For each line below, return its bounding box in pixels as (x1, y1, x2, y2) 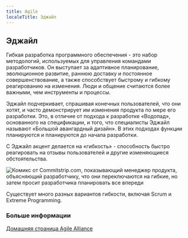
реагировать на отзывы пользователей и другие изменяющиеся (6, 149, 169, 156)
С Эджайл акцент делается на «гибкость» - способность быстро (6, 143, 170, 150)
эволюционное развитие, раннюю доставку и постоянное (6, 70, 153, 77)
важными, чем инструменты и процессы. (6, 89, 111, 96)
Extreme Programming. (6, 197, 62, 204)
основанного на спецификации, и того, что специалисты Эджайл (6, 119, 170, 126)
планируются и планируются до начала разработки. (6, 132, 138, 139)
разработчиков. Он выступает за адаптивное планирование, (6, 64, 159, 71)
